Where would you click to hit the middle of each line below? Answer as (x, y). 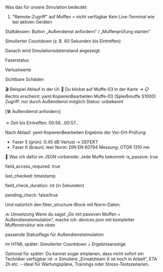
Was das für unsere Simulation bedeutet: (46, 7)
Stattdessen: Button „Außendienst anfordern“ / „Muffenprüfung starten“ (78, 31)
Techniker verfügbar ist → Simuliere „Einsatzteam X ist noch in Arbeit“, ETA (81, 259)
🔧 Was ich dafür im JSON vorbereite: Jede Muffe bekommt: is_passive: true (82, 157)
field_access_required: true (33, 166)
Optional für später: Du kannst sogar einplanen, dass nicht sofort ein (75, 253)
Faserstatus (17, 60)
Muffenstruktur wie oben (30, 225)
